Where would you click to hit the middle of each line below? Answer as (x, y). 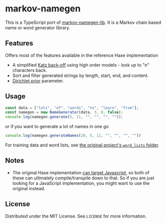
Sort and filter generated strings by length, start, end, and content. (81, 75)
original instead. (29, 188)
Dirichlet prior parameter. (38, 80)
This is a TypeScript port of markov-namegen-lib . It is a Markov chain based (83, 22)
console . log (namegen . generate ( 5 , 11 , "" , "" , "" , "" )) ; (64, 117)
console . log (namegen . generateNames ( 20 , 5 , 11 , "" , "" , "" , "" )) (73, 136)
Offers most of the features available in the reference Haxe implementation (82, 55)
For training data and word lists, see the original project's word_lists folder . (82, 145)
